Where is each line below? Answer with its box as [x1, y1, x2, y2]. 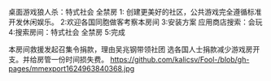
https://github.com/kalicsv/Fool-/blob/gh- [109, 55, 250, 64]
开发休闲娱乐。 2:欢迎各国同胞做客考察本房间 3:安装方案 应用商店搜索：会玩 [8, 17, 263, 27]
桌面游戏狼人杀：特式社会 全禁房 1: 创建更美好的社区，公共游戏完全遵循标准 [8, 7, 262, 16]
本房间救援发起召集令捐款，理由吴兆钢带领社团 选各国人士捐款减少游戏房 [8, 45, 253, 54]
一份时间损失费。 [50, 55, 108, 64]
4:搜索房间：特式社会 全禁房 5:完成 [8, 28, 126, 36]
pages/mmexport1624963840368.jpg [8, 64, 135, 73]
